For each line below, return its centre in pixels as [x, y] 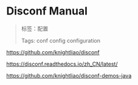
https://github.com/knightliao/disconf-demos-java [69, 75]
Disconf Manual [47, 11]
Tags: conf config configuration [61, 40]
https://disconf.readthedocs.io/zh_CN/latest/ [62, 64]
